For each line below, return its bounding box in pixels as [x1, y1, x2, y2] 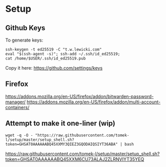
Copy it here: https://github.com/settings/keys [5, 65, 103, 71]
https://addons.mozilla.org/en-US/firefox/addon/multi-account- [26, 98, 161, 105]
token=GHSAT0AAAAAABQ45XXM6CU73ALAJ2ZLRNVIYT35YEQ [5, 156, 144, 162]
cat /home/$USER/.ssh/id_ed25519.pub [5, 56, 86, 61]
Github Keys [5, 24, 46, 32]
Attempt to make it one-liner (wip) [5, 119, 115, 128]
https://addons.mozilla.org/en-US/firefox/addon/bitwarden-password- [5, 93, 154, 99]
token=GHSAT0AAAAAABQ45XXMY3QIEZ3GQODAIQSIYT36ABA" [5, 141, 118, 147]
